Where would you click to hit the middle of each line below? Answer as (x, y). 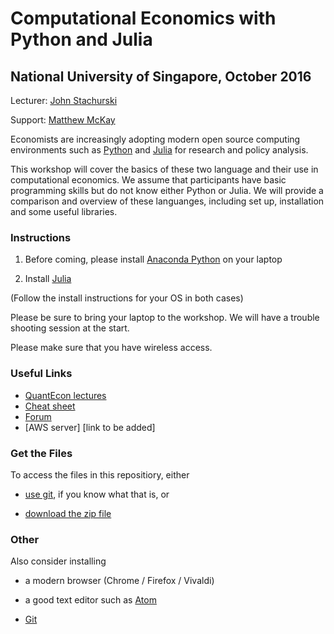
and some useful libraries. (64, 211)
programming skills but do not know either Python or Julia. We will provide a (167, 190)
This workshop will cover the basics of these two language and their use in (164, 169)
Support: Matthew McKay (63, 120)
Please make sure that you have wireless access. (111, 348)
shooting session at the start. (70, 328)
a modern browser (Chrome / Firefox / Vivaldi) (119, 581)
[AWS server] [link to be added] (90, 427)
